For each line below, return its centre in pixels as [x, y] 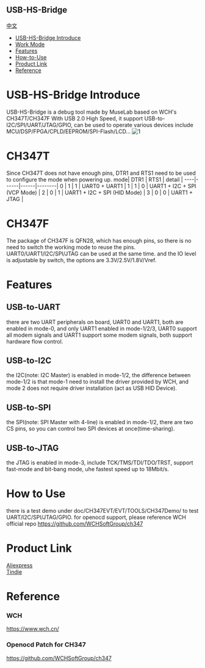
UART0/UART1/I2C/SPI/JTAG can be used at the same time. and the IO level [101, 254]
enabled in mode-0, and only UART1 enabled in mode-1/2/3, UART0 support [102, 328]
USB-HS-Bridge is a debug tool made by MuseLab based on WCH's [92, 112]
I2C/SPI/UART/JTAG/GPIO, [40, 125]
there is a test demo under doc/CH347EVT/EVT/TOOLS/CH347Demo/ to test [103, 511]
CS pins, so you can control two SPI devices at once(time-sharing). [91, 429]
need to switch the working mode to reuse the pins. [71, 247]
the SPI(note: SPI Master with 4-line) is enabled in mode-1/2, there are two [100, 422]
